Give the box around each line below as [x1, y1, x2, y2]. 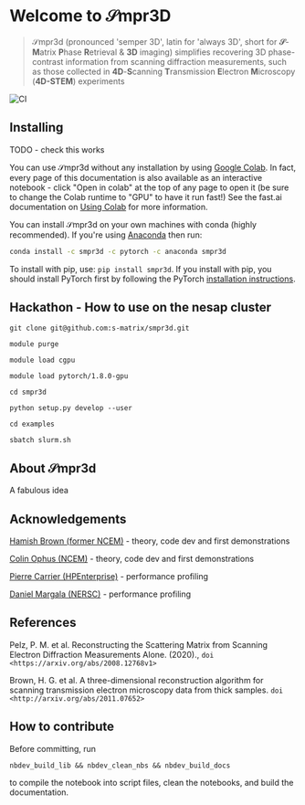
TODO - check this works [9, 143, 105, 155]
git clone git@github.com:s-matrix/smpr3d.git [9, 323, 190, 334]
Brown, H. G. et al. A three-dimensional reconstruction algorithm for [9, 674, 264, 685]
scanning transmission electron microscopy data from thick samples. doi [9, 684, 283, 695]
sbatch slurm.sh [9, 436, 71, 445]
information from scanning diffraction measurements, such [65, 56, 288, 67]
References [9, 615, 77, 630]
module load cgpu [9, 355, 76, 365]
